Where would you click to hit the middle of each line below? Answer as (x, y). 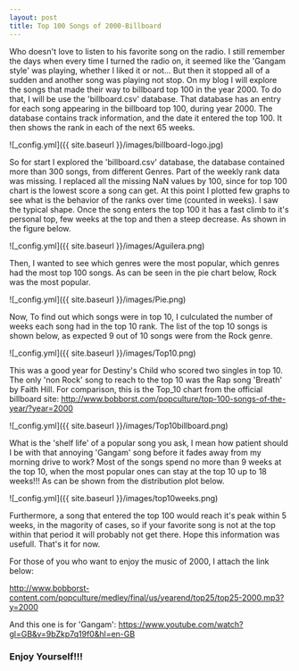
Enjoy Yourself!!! (46, 657)
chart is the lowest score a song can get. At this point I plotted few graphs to (149, 190)
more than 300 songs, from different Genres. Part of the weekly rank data (145, 172)
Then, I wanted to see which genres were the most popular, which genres (144, 263)
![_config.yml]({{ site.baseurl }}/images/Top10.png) (103, 353)
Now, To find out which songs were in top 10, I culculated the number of (141, 316)
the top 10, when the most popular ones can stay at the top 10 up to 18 (138, 471)
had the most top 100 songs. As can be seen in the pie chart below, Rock (143, 273)
